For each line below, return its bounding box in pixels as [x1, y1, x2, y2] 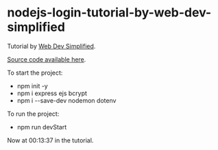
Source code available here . [7, 55, 86, 63]
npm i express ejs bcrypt [16, 89, 88, 97]
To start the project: [7, 68, 63, 77]
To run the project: [7, 110, 60, 118]
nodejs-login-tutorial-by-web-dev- [7, 5, 212, 21]
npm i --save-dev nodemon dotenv [16, 96, 117, 104]
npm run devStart [16, 123, 67, 131]
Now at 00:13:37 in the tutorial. [7, 136, 94, 145]
